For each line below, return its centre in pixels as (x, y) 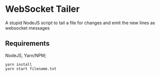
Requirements (27, 44)
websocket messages (27, 28)
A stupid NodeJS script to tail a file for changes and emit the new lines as (80, 23)
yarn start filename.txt (31, 69)
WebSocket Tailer (42, 9)
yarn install (19, 64)
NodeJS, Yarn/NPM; (26, 55)
